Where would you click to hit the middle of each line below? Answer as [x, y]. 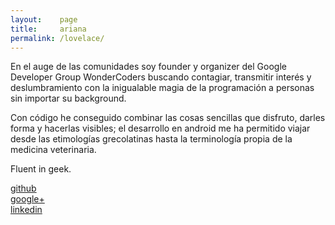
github [23, 188]
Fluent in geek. [41, 169]
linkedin [26, 210]
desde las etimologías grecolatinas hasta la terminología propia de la [151, 139]
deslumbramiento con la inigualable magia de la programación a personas [162, 88]
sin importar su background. [68, 98]
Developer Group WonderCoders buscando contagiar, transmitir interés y [161, 77]
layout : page [44, 19]
